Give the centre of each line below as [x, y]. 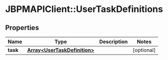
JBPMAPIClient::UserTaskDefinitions [84, 9]
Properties [22, 28]
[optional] [144, 50]
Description [113, 42]
